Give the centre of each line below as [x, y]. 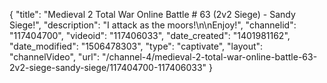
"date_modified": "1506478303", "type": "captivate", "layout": [136, 46]
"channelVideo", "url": [55, 57]
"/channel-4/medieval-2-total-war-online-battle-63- [210, 57]
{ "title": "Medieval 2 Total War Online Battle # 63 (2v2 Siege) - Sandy [152, 14]
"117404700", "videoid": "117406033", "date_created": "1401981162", [150, 35]
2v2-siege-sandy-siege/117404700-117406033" [108, 67]
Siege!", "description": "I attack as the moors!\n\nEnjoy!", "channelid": [153, 25]
